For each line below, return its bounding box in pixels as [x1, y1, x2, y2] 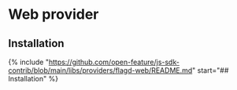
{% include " [8, 57, 50, 67]
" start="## [191, 66, 229, 75]
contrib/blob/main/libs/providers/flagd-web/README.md [8, 66, 193, 75]
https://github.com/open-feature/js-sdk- [48, 57, 180, 67]
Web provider [8, 5, 99, 23]
